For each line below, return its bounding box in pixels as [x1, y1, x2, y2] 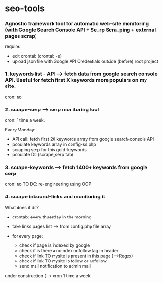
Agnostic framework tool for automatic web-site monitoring [5, 21, 149, 27]
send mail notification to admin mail [19, 263, 91, 269]
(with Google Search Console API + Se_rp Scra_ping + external [5, 26, 156, 33]
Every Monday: [5, 127, 36, 132]
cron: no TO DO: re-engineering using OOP [5, 181, 91, 187]
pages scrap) [5, 33, 37, 40]
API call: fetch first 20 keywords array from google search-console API [12, 136, 154, 142]
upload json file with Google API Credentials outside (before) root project [12, 58, 158, 64]
